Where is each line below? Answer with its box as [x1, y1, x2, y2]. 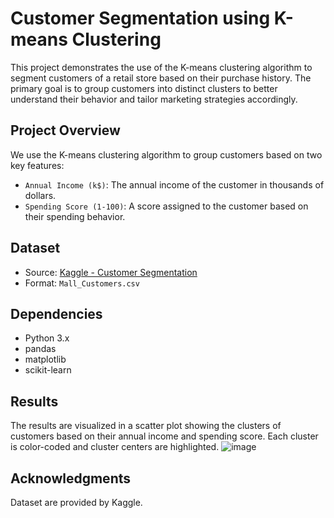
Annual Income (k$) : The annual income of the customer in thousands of [24, 178, 325, 191]
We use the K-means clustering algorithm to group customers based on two [10, 148, 323, 161]
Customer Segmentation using [10, 7, 271, 30]
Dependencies [10, 305, 103, 322]
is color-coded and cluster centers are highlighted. [10, 441, 220, 453]
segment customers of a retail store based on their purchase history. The [10, 72, 312, 84]
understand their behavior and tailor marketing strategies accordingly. [10, 93, 298, 105]
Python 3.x [24, 332, 70, 344]
